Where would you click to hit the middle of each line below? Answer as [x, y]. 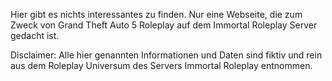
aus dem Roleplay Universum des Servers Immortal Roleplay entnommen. [161, 65]
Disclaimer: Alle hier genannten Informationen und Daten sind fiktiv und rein [166, 55]
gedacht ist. [35, 35]
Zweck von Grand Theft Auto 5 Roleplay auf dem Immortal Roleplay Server [164, 25]
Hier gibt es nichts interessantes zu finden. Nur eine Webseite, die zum [156, 14]
